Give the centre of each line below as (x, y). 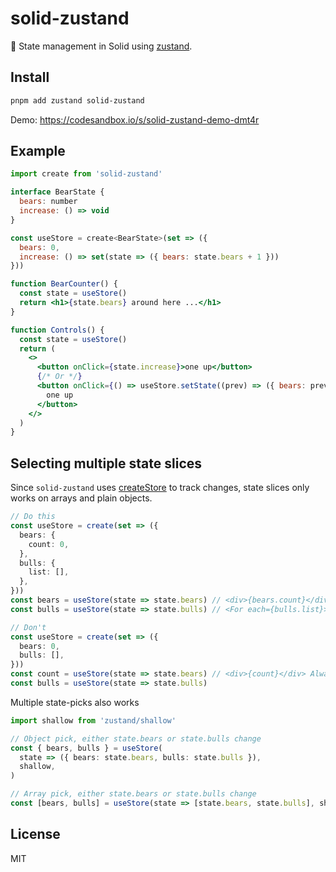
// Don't (28, 627)
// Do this (33, 517)
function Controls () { (57, 330)
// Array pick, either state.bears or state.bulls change (133, 794)
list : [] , (49, 572)
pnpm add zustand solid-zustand (77, 100)
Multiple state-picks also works (75, 702)
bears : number (48, 202)
